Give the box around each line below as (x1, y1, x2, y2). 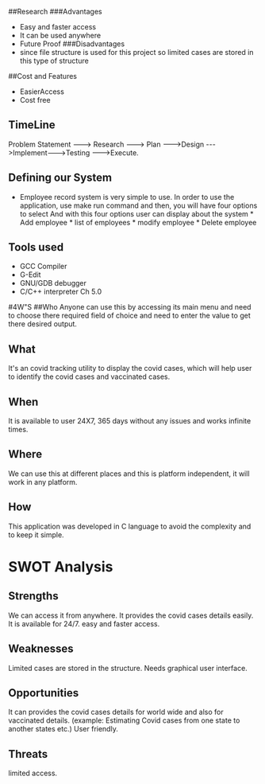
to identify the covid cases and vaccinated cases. (8, 372, 171, 381)
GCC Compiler (19, 262, 67, 271)
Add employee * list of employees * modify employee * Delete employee (19, 217, 257, 227)
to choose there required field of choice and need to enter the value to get (8, 310, 252, 321)
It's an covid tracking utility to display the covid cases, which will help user (8, 364, 252, 373)
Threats (8, 747, 48, 761)
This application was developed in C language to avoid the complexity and (8, 521, 252, 531)
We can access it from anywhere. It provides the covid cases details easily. (8, 610, 254, 620)
